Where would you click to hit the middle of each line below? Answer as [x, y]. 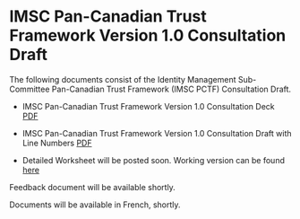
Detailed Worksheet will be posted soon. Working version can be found [153, 160]
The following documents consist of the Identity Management [123, 79]
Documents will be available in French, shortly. [95, 205]
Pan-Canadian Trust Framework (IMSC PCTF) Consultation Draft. [171, 89]
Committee [30, 89]
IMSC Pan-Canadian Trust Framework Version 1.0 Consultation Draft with [157, 133]
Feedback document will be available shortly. [93, 187]
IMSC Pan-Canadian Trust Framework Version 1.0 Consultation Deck [148, 106]
